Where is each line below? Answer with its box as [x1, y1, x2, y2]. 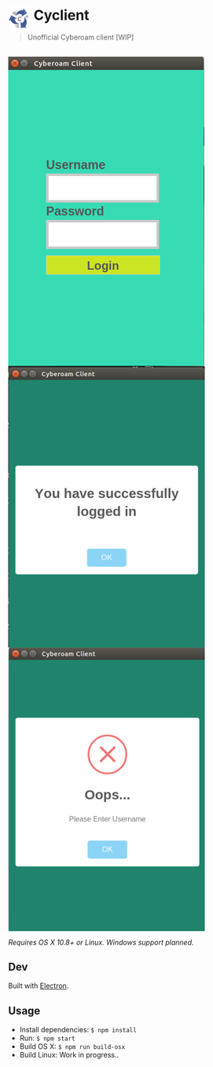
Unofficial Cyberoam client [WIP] [27, 32, 134, 42]
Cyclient [33, 6, 90, 24]
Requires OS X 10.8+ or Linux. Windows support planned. [8, 938, 194, 947]
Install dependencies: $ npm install [19, 1025, 138, 1035]
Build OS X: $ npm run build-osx [19, 1042, 126, 1051]
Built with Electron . [8, 981, 69, 990]
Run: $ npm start [19, 1033, 76, 1043]
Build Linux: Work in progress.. [19, 1050, 119, 1060]
